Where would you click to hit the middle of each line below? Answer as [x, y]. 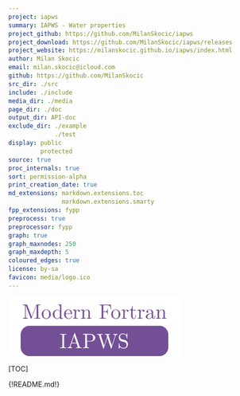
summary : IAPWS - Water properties [67, 25]
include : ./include [41, 92]
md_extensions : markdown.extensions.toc [76, 194]
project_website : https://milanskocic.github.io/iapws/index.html [120, 51]
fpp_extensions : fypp [44, 210]
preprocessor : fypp [41, 227]
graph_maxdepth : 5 [39, 252]
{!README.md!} [34, 384]
